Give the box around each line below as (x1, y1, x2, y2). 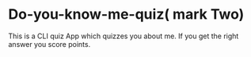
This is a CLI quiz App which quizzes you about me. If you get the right (8, 31, 239, 41)
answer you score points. (8, 39, 91, 48)
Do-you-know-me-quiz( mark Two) (8, 5, 245, 23)
